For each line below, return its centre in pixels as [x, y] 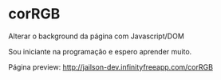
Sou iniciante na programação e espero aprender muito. [100, 51]
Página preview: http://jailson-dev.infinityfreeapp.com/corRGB [111, 67]
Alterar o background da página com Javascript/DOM [97, 36]
